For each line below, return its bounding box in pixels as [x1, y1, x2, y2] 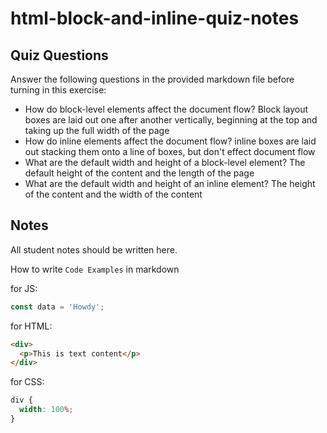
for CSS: [10, 376, 45, 388]
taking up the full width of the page [24, 125, 170, 136]
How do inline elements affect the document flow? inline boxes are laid [24, 135, 317, 147]
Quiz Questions [10, 47, 109, 64]
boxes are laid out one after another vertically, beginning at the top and [24, 114, 318, 126]
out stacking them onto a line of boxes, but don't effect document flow [24, 146, 316, 157]
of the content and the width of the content [24, 188, 203, 200]
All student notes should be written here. [10, 243, 178, 256]
